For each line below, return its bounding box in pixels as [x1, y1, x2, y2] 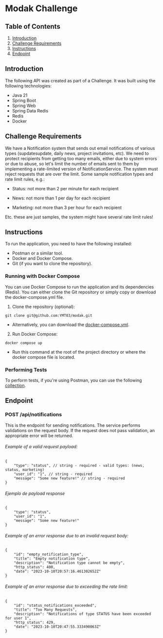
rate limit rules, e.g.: [5, 176, 45, 182]
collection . [5, 383, 26, 388]
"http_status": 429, [14, 620, 55, 625]
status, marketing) [5, 467, 45, 472]
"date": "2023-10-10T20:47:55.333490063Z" [14, 624, 101, 629]
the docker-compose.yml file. [5, 294, 64, 300]
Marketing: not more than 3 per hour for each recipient [12, 204, 122, 210]
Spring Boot [12, 97, 36, 103]
